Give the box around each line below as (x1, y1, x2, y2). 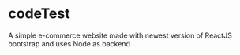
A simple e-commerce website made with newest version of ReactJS (8, 31, 233, 40)
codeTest (8, 5, 70, 23)
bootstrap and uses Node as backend (8, 38, 130, 48)
